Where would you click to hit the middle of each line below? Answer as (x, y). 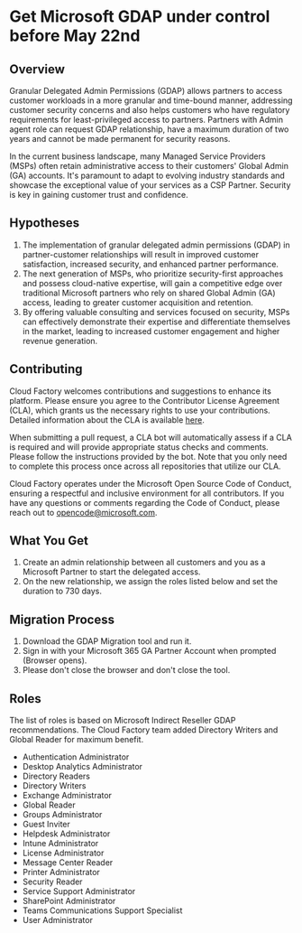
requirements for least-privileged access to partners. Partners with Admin (146, 120)
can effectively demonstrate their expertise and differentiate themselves (156, 322)
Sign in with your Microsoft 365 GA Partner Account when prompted (149, 651)
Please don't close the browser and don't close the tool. (126, 670)
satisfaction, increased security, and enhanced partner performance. (151, 264)
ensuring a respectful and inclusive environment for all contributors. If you (147, 493)
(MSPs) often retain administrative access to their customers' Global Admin (149, 166)
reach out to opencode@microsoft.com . (83, 512)
